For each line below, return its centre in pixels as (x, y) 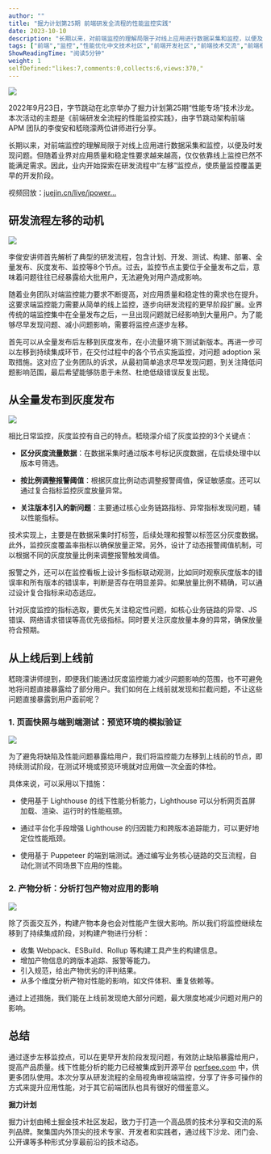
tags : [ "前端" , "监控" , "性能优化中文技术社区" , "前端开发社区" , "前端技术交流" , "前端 (134, 46)
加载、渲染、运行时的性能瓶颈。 (73, 811)
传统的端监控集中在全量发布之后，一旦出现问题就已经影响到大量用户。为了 (132, 314)
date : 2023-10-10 (38, 31)
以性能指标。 (41, 518)
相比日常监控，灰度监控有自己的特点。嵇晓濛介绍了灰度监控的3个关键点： (131, 436)
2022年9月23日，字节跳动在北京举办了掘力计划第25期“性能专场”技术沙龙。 (133, 108)
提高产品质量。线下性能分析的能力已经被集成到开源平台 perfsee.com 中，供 (134, 1067)
